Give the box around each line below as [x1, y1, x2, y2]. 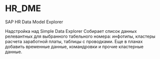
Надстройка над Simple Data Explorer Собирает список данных [5, 28, 137, 34]
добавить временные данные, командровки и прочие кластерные [5, 44, 144, 49]
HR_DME [5, 3, 41, 14]
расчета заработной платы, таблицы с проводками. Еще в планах [5, 38, 143, 44]
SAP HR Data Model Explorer [5, 19, 64, 25]
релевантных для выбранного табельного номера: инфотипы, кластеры [5, 33, 156, 39]
